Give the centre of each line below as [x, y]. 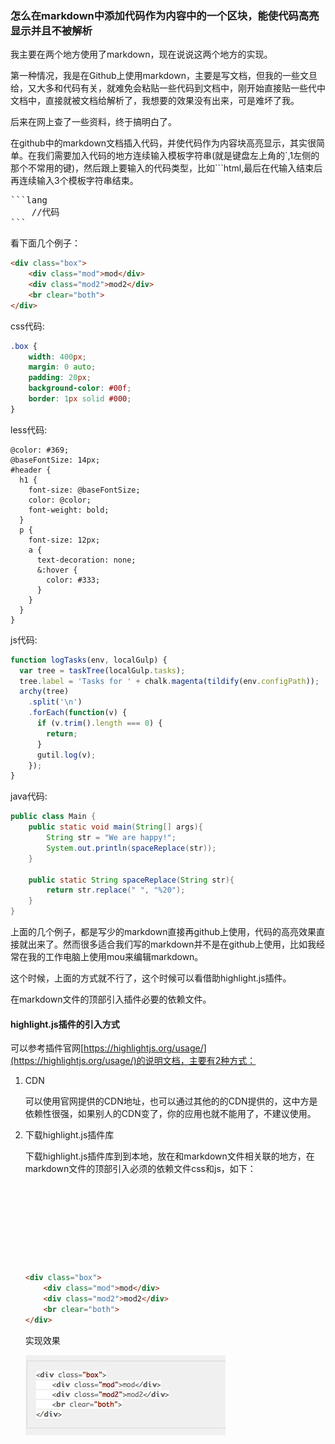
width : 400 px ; [57, 357]
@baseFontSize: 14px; [55, 460]
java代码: [29, 796]
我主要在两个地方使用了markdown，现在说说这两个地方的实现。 [141, 54]
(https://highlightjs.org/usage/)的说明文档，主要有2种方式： [133, 1061]
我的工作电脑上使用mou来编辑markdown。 [115, 957]
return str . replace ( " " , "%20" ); [116, 890]
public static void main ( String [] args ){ [115, 827]
